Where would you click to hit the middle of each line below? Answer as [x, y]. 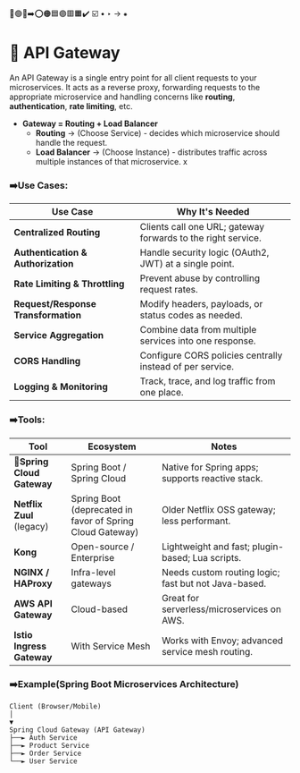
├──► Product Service [50, 745]
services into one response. [198, 341]
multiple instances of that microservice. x [111, 161]
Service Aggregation [59, 336]
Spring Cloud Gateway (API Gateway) [77, 730]
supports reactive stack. [212, 478]
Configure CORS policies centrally [211, 355]
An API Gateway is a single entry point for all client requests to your [133, 77]
